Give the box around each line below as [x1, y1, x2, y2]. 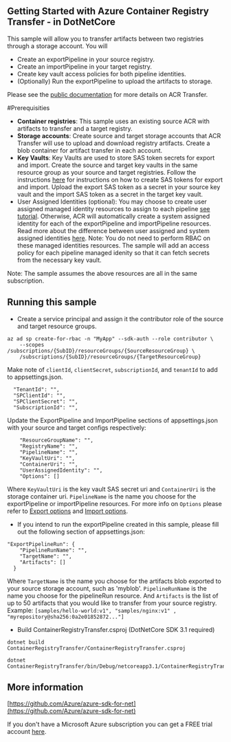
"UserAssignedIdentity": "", [19, 467, 103, 474]
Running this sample [7, 296, 97, 308]
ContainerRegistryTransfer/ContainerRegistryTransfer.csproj [7, 644, 186, 652]
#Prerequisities [7, 103, 50, 112]
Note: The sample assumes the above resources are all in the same [7, 269, 197, 277]
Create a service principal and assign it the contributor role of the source [16, 314, 223, 323]
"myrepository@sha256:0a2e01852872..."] [7, 613, 125, 620]
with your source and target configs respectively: [7, 423, 146, 432]
